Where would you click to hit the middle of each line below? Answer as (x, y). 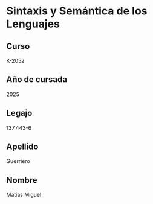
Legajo (19, 113)
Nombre (22, 180)
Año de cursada (37, 80)
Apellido (22, 147)
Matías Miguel (24, 195)
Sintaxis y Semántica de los (77, 11)
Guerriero (18, 161)
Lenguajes (33, 24)
